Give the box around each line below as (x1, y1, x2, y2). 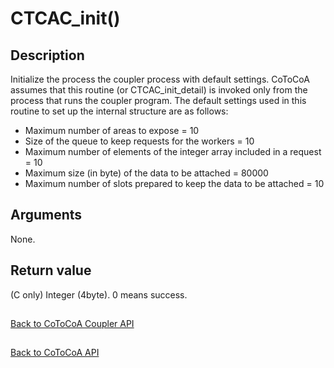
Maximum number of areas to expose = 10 (24, 125, 200, 136)
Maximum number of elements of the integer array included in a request (24, 146, 322, 157)
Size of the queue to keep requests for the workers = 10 (24, 135, 255, 147)
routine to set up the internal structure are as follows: (10, 105, 229, 117)
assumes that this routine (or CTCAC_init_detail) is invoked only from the (10, 84, 308, 96)
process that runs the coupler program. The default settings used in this (10, 95, 307, 106)
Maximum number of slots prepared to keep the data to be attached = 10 (24, 178, 325, 189)
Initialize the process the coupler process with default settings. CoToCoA (10, 73, 310, 85)
